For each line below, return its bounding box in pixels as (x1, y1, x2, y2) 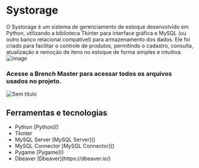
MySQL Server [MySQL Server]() (14, 136, 96, 143)
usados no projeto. (6, 77, 62, 85)
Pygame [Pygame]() (14, 149, 64, 156)
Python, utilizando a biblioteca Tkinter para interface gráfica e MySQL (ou (6, 29, 187, 36)
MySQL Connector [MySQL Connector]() (14, 142, 115, 150)
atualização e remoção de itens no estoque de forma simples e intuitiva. (6, 48, 182, 55)
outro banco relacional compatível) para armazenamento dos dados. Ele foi (6, 36, 190, 43)
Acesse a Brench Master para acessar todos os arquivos (6, 69, 172, 78)
